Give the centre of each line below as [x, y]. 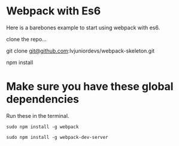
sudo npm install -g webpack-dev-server [57, 137]
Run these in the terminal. [38, 115]
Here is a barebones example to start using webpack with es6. [83, 28]
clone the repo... [26, 39]
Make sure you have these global [90, 86]
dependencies [43, 99]
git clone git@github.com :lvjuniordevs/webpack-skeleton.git [81, 51]
